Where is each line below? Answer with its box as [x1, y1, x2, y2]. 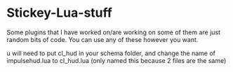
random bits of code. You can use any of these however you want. [6, 35, 199, 43]
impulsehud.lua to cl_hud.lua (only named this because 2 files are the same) [6, 56, 227, 64]
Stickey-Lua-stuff [6, 5, 113, 21]
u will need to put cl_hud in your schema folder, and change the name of [6, 49, 215, 57]
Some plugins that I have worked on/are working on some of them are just [6, 28, 221, 36]
